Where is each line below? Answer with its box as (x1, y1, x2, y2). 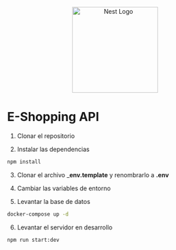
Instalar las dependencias (16, 145, 90, 153)
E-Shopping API (7, 109, 99, 125)
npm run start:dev (7, 236, 60, 243)
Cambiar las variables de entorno (16, 184, 111, 192)
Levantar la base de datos (16, 197, 90, 205)
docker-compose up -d (7, 210, 69, 218)
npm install (7, 158, 41, 165)
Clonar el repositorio (16, 131, 75, 140)
